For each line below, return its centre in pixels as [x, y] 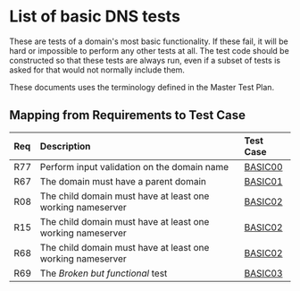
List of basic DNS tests [95, 17]
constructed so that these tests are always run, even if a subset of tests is [145, 60]
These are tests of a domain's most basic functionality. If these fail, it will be [149, 41]
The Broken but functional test [104, 273]
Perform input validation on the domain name [134, 167]
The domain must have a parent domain [123, 181]
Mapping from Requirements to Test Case [127, 115]
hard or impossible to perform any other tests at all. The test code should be [150, 50]
